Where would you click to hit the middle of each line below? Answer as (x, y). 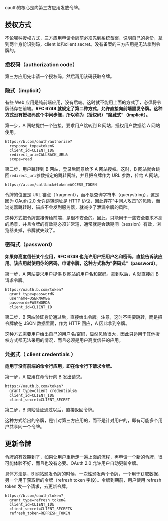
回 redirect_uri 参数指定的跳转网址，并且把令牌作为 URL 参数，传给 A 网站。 (84, 175)
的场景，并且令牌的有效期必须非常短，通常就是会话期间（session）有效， (81, 224)
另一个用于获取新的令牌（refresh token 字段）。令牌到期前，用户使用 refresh (83, 480)
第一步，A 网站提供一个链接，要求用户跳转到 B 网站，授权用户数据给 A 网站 (83, 126)
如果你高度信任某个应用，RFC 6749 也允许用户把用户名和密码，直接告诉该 (82, 256)
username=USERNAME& (30, 298)
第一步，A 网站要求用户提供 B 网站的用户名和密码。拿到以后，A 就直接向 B (82, 274)
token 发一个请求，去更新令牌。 (38, 486)
